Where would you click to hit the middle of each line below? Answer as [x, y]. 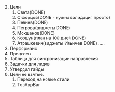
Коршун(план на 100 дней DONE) [51, 38]
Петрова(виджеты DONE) [44, 28]
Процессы [21, 54]
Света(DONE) [31, 12]
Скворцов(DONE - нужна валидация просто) [63, 17]
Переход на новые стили [43, 79]
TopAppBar [28, 84]
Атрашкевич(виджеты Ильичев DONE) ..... [61, 43]
